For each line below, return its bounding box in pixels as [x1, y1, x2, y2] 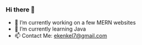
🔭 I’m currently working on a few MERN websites [14, 19, 137, 26]
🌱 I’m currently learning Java [14, 25, 86, 32]
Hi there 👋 [5, 5, 36, 14]
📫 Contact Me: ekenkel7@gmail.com [14, 32, 108, 40]
